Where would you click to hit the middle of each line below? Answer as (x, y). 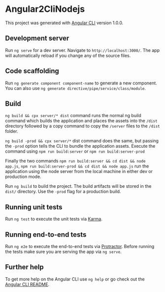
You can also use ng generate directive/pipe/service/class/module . (76, 88)
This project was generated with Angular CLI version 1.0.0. (64, 23)
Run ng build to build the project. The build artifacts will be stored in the (78, 186)
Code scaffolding (32, 71)
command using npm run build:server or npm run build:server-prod (75, 151)
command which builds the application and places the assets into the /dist (81, 121)
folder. (12, 131)
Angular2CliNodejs (45, 9)
